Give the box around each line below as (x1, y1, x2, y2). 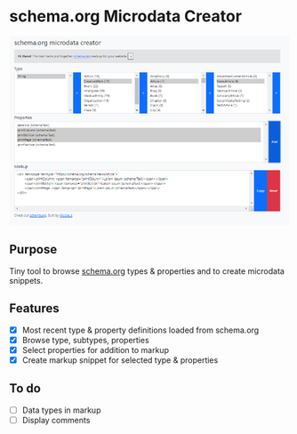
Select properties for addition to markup (21, 344, 169, 355)
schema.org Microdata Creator (9, 6, 243, 27)
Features (9, 301, 60, 317)
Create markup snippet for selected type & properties (21, 354, 219, 366)
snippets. (9, 275, 44, 285)
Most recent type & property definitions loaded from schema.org (21, 325, 260, 335)
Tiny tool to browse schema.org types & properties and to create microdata (9, 265, 285, 277)
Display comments (21, 414, 91, 425)
